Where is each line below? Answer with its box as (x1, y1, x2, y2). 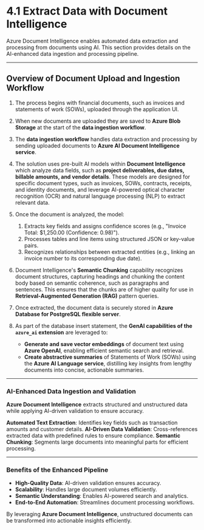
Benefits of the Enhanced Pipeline (6, 466, 109, 474)
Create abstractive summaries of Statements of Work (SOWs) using (24, 353, 196, 361)
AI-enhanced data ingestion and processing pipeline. (6, 50, 139, 57)
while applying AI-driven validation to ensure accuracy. (6, 407, 144, 415)
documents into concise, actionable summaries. (24, 366, 144, 373)
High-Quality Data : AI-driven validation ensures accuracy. (15, 480, 161, 487)
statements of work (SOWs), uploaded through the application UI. (15, 105, 179, 113)
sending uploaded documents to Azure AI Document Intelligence (15, 141, 180, 149)
